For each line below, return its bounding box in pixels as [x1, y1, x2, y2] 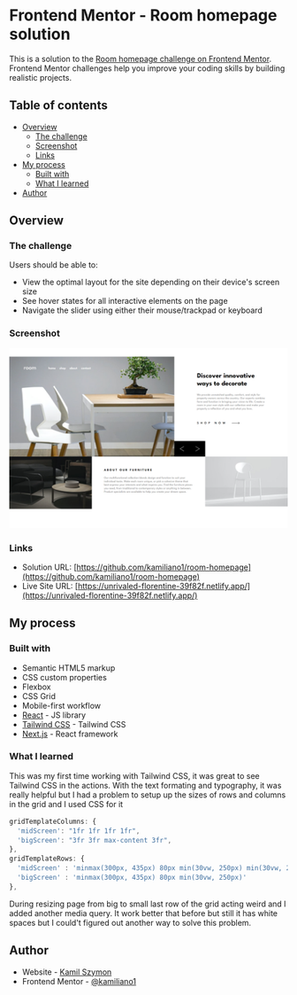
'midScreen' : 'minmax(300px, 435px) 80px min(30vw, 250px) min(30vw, [17, 864, 283, 873]
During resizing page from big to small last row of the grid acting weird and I [9, 898, 286, 909]
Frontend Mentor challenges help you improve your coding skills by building [9, 63, 286, 74]
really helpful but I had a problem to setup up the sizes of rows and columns [9, 789, 286, 800]
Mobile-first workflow [21, 700, 102, 711]
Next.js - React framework [21, 728, 118, 739]
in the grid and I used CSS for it [9, 798, 124, 809]
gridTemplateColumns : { [9, 817, 97, 826]
